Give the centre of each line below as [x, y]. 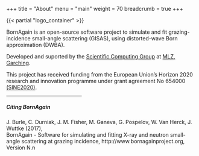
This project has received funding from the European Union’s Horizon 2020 [99, 74]
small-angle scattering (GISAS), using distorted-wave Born [105, 38]
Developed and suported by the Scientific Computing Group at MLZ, [91, 56]
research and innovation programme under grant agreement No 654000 [96, 81]
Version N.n [21, 148]
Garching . [18, 63]
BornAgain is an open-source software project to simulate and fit [87, 32]
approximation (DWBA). [36, 45]
